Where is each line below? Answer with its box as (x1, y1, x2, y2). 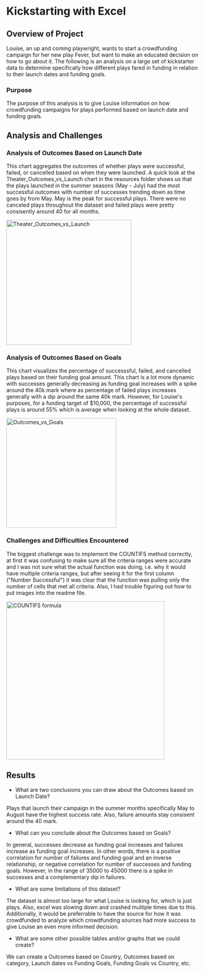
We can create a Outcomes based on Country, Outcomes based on (6, 953, 175, 961)
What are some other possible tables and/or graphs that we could (15, 935, 180, 943)
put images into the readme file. (6, 589, 86, 596)
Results (6, 770, 36, 780)
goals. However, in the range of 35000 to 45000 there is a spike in (6, 867, 173, 874)
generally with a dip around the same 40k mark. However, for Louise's (6, 393, 183, 401)
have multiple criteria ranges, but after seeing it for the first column (6, 569, 175, 577)
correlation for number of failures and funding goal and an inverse (6, 854, 172, 861)
